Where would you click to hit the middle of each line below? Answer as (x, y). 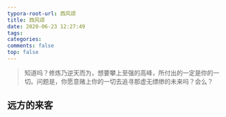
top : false (23, 53)
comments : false (31, 46)
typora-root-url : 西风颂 (42, 13)
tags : (15, 33)
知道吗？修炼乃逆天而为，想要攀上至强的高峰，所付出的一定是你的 (119, 73)
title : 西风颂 (26, 20)
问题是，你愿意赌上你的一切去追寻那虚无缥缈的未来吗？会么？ (125, 81)
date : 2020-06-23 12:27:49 (46, 26)
